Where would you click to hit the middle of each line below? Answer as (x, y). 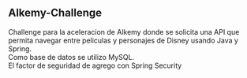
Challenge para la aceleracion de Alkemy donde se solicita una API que (124, 32)
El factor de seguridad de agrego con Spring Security (95, 65)
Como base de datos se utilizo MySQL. (71, 57)
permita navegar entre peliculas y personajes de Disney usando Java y (123, 40)
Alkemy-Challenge (55, 13)
